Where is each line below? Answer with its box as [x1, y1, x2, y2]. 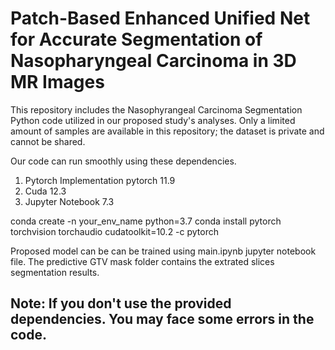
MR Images [10, 71, 105, 94]
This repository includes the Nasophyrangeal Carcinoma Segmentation [10, 103, 303, 116]
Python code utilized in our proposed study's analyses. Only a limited [10, 114, 296, 126]
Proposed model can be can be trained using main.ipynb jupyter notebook [10, 245, 317, 257]
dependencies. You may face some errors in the [10, 311, 315, 328]
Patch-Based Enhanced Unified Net [10, 7, 311, 30]
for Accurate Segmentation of [10, 28, 263, 51]
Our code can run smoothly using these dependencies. [10, 155, 237, 167]
